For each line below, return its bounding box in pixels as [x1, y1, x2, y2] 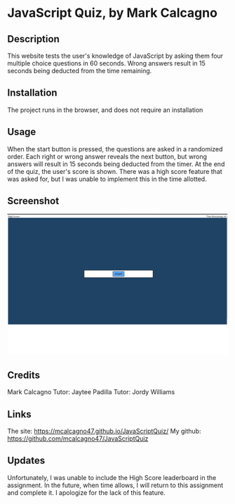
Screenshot [7, 195, 60, 207]
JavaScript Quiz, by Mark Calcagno [7, 5, 217, 21]
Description [7, 33, 60, 45]
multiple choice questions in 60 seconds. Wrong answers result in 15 [7, 59, 206, 68]
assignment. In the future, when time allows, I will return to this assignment [7, 481, 224, 489]
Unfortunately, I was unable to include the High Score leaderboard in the [7, 473, 217, 481]
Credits [7, 369, 41, 381]
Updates [7, 455, 46, 467]
